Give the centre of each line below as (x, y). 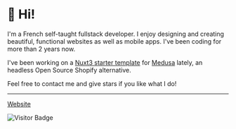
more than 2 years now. (41, 49)
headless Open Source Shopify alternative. (69, 70)
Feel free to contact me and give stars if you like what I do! (92, 83)
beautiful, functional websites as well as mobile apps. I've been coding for (114, 41)
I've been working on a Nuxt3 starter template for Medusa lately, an (105, 62)
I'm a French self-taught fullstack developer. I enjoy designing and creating (116, 34)
